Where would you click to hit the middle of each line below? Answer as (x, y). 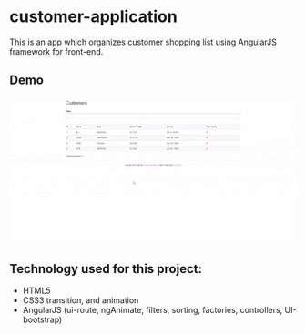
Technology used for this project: (106, 269)
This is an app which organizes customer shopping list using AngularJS (143, 42)
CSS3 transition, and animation (81, 300)
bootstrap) (42, 319)
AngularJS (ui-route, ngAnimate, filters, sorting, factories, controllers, (152, 310)
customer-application (93, 17)
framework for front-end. (56, 51)
